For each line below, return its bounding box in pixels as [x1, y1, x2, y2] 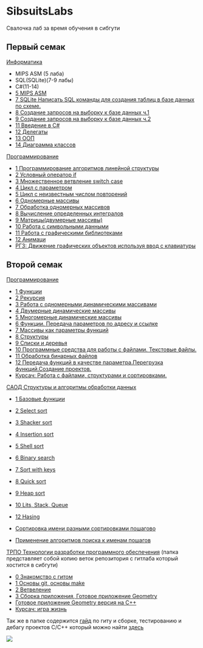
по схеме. [15, 102, 41, 109]
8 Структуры [15, 333, 49, 340]
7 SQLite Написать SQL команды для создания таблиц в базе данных [15, 95, 194, 103]
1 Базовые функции [15, 395, 65, 402]
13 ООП [15, 134, 35, 142]
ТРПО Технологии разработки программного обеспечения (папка [6, 548, 179, 556]
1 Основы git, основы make [15, 579, 85, 587]
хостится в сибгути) [6, 561, 58, 568]
